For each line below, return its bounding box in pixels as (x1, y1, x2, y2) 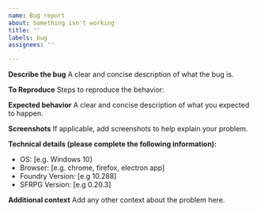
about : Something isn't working (8, 19, 115, 27)
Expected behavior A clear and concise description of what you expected (8, 100, 250, 110)
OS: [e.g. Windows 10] (19, 155, 93, 165)
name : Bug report (8, 11, 66, 20)
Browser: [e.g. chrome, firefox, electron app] (19, 163, 165, 172)
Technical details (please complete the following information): (8, 139, 217, 149)
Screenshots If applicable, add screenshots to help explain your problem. (8, 124, 248, 134)
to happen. (8, 108, 43, 119)
